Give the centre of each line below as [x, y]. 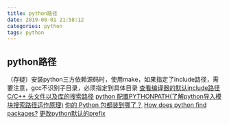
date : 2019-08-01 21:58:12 [46, 20]
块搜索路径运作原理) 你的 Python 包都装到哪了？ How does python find [107, 105]
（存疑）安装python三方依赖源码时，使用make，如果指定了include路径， [110, 80]
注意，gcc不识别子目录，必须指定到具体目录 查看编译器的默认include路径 [117, 88]
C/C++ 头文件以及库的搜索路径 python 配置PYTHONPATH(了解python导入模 [114, 97]
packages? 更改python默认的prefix [57, 114]
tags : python [26, 32]
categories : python [35, 26]
